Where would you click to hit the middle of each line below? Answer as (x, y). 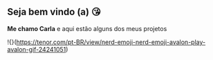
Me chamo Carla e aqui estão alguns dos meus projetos (87, 28)
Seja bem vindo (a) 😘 (54, 12)
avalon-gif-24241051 (37, 49)
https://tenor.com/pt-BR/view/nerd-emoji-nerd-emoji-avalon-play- (111, 42)
